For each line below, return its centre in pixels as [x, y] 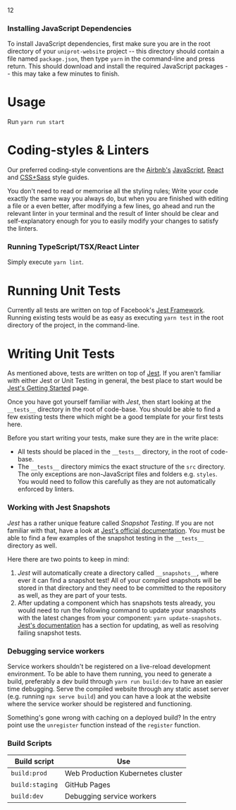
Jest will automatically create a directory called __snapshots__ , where [118, 573]
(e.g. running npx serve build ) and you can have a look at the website [109, 696]
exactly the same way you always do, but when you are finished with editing [118, 199]
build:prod [29, 773]
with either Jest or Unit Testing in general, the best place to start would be [115, 381]
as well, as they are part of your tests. [72, 595]
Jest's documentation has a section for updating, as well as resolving [118, 625]
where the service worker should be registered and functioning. [100, 703]
